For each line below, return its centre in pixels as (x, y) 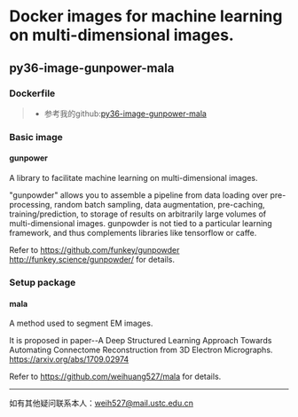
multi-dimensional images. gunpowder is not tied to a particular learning (141, 223)
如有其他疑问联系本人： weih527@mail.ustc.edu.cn (101, 403)
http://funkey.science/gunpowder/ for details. (92, 260)
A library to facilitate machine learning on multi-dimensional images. (133, 178)
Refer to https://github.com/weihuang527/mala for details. (115, 377)
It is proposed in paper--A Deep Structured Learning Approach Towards (141, 341)
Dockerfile (32, 93)
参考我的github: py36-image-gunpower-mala (125, 114)
